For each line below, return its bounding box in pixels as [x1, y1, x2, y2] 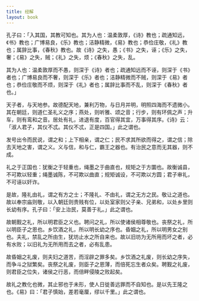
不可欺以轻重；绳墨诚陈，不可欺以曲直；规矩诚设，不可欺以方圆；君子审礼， [6, 170, 193, 178]
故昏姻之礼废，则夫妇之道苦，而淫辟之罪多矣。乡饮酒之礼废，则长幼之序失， [6, 253, 193, 260]
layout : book [6, 14, 38, 20]
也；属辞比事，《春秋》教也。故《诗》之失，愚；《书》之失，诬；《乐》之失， [6, 46, 191, 53]
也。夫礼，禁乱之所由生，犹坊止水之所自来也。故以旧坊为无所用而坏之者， [6, 233, 188, 240]
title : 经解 [6, 8, 34, 15]
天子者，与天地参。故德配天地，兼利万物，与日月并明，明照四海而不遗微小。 [6, 101, 193, 108]
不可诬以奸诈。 [6, 178, 43, 185]
